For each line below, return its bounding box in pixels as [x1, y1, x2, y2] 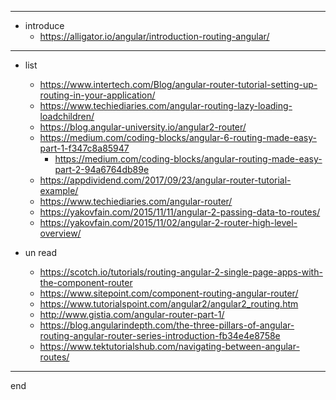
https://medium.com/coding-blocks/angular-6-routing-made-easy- [39, 132, 318, 143]
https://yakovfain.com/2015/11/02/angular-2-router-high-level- [39, 217, 298, 228]
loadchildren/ [39, 111, 95, 122]
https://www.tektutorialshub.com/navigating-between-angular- [39, 341, 300, 352]
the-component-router [39, 277, 133, 288]
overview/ [39, 227, 82, 239]
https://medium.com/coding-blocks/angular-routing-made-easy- [54, 153, 323, 165]
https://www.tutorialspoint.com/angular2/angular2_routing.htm [39, 298, 299, 310]
